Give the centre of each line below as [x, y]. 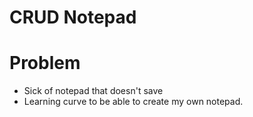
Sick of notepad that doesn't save [93, 91]
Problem [45, 63]
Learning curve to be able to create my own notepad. [133, 102]
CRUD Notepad [73, 17]
